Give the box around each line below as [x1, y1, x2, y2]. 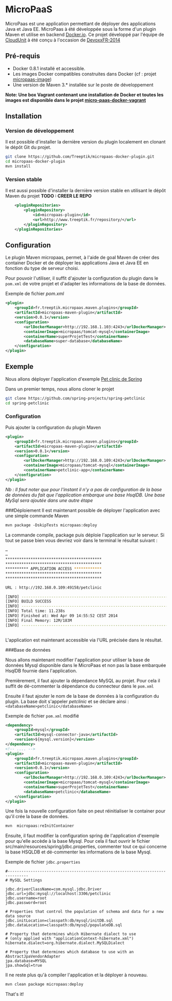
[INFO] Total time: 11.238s [5, 609, 66, 614]
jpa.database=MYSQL [5, 958, 47, 964]
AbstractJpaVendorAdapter [5, 954, 60, 959]
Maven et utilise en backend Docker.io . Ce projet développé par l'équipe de [5, 31, 164, 37]
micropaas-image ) [12, 76, 52, 82]
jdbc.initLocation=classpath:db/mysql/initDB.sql [5, 918, 114, 923]
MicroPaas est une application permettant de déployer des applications [5, 20, 156, 27]
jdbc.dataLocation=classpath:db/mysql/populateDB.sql [5, 923, 123, 928]
